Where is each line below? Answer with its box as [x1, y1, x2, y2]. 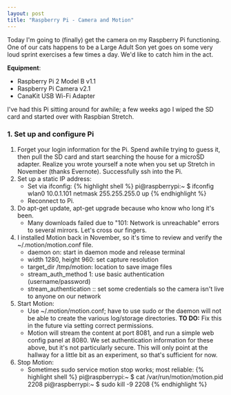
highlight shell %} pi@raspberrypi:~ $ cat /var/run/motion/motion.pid [27, 372, 223, 380]
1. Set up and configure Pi [7, 129, 94, 139]
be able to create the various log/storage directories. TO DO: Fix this [27, 314, 222, 322]
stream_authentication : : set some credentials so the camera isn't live [27, 285, 224, 293]
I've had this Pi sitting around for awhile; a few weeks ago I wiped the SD [7, 105, 214, 113]
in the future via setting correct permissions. [27, 321, 154, 329]
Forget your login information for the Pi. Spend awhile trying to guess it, [17, 145, 221, 153]
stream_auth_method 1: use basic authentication [27, 270, 165, 278]
